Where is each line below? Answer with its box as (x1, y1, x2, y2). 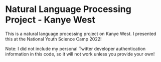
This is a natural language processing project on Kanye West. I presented (5, 30, 156, 36)
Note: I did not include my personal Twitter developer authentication (5, 45, 146, 51)
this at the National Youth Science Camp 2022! (5, 36, 102, 42)
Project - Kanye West (5, 14, 95, 25)
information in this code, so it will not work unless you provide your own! (5, 51, 155, 57)
